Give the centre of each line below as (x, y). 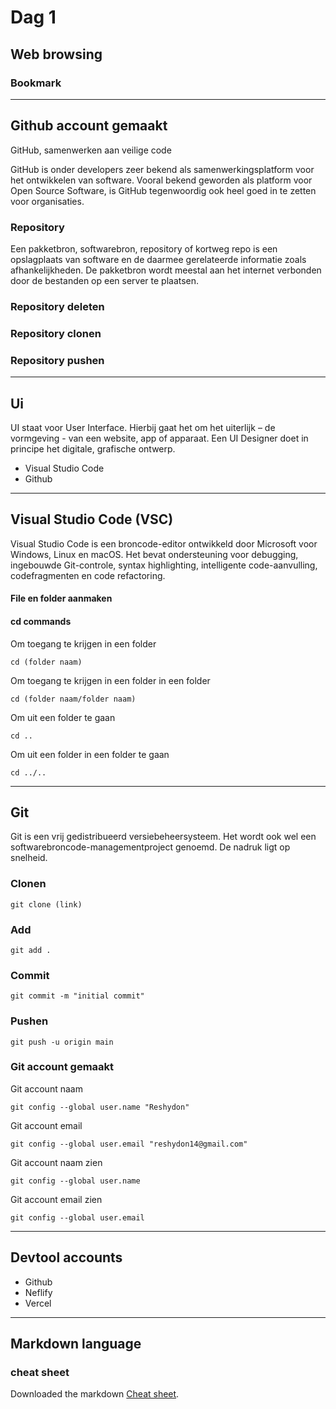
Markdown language (76, 1344)
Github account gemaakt (89, 126)
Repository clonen (56, 333)
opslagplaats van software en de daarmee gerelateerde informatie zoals (158, 259)
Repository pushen (57, 360)
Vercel (38, 1303)
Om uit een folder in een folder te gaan (90, 754)
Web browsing (56, 54)
